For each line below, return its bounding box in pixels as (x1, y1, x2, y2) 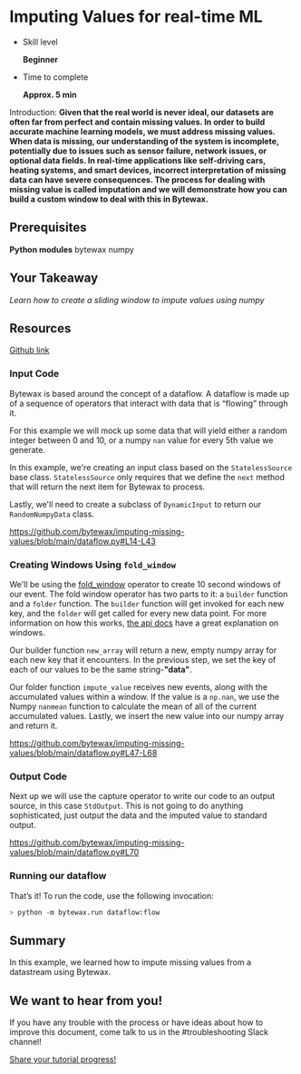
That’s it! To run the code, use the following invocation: (9, 890, 215, 901)
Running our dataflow (9, 870, 107, 882)
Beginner (22, 54, 59, 64)
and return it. (9, 720, 58, 731)
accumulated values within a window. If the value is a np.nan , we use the (9, 691, 279, 702)
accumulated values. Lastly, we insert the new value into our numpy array (9, 710, 285, 721)
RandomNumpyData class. (9, 508, 95, 519)
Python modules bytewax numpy (9, 243, 134, 255)
